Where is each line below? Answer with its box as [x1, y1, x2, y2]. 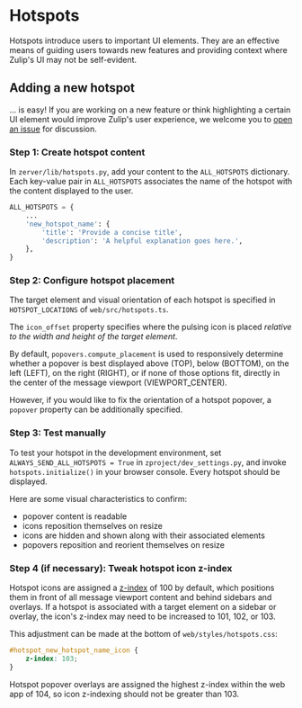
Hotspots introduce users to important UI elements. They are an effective [9, 35, 280, 46]
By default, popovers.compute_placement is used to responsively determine [9, 348, 284, 360]
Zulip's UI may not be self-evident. [9, 54, 138, 65]
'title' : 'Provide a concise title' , [41, 228, 182, 237]
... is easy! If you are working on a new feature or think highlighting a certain [9, 104, 291, 115]
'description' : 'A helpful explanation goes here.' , [41, 236, 244, 246]
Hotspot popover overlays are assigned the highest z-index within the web [9, 678, 286, 689]
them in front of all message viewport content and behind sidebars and [9, 592, 272, 603]
